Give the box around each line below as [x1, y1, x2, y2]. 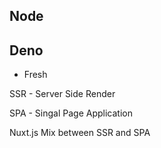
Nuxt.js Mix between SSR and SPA [9, 127, 151, 139]
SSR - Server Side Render [9, 88, 116, 100]
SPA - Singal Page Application [9, 107, 133, 119]
